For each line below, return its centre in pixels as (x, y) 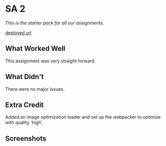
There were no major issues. (35, 89)
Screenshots (26, 138)
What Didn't (25, 77)
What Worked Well (35, 49)
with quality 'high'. (24, 123)
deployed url (18, 32)
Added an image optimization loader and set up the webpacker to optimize (83, 117)
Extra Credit (25, 105)
